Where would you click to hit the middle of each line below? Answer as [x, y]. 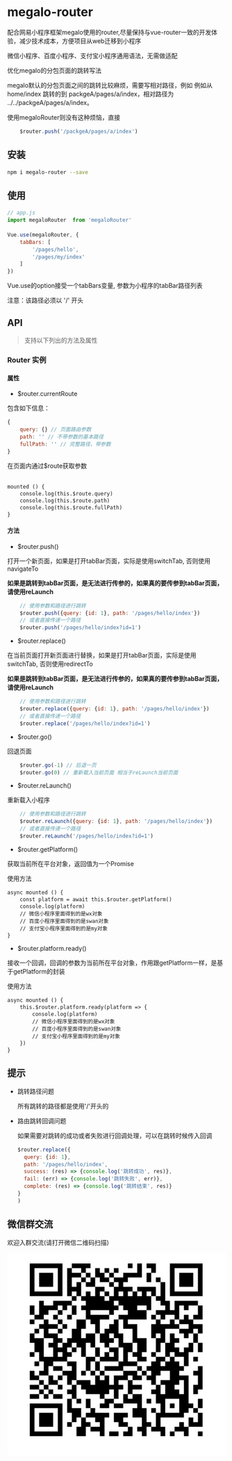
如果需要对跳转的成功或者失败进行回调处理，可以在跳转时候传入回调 [115, 1135]
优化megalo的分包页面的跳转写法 [55, 70]
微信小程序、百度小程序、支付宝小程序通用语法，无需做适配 [92, 56]
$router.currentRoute [47, 394]
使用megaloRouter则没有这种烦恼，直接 [64, 117]
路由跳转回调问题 [42, 1120]
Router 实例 [27, 360]
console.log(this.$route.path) [65, 500]
